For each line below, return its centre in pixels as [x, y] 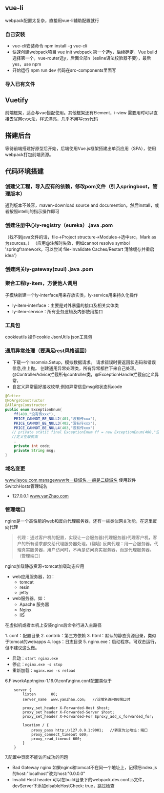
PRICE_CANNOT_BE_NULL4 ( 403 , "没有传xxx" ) [54, 428]
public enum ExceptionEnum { [34, 410]
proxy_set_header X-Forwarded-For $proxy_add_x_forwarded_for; [88, 717]
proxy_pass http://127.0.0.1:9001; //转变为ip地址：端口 [89, 730]
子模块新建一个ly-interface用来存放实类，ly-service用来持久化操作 [72, 295]
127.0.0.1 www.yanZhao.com [41, 496]
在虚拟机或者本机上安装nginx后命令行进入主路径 [53, 625]
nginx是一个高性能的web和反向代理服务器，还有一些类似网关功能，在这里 [79, 521]
